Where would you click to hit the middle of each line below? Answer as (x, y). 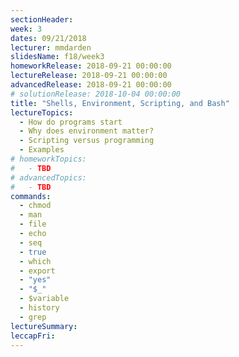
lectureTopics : (42, 112)
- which (35, 261)
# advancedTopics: (48, 177)
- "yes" (35, 280)
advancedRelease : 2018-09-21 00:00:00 (91, 85)
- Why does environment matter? (87, 131)
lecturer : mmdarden (51, 47)
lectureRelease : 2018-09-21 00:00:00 (89, 76)
